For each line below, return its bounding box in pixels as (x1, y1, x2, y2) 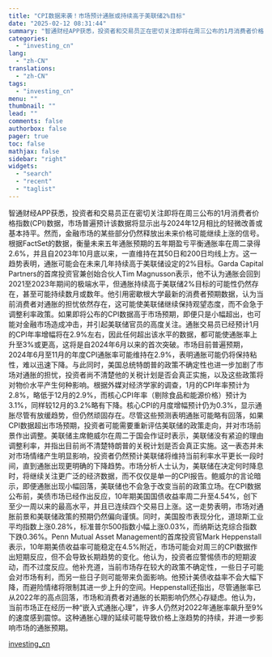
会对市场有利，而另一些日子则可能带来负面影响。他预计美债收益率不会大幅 (8, 572, 257, 582)
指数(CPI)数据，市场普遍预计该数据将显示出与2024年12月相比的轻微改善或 (15, 218, 263, 227)
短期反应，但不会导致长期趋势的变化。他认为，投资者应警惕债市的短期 (15, 552, 249, 562)
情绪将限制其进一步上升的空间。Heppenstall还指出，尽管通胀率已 (43, 582, 261, 591)
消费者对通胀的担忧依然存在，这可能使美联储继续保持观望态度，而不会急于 (15, 299, 264, 308)
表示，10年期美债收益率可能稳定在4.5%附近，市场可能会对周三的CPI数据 (8, 541, 251, 551)
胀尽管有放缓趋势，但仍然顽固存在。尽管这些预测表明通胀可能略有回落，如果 (8, 410, 264, 420)
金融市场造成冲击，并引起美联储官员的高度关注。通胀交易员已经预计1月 (22, 319, 260, 328)
